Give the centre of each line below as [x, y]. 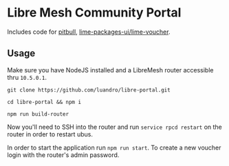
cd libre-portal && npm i [44, 102]
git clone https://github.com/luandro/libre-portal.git [89, 90]
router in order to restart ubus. [50, 134]
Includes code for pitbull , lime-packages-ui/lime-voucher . [89, 32]
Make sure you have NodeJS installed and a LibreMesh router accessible [110, 70]
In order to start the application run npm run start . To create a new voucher [114, 147]
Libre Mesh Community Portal [94, 13]
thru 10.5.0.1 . [27, 77]
